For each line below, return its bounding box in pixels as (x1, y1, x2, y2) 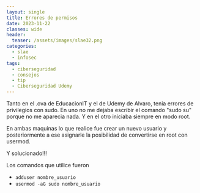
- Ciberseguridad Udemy (12, 83, 72, 89)
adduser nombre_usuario (15, 175, 76, 181)
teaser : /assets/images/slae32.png (12, 37, 103, 44)
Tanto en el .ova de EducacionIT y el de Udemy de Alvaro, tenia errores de (6, 100, 194, 107)
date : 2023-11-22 (6, 20, 51, 26)
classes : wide (6, 26, 43, 32)
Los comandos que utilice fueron (6, 162, 90, 168)
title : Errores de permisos (6, 15, 78, 21)
